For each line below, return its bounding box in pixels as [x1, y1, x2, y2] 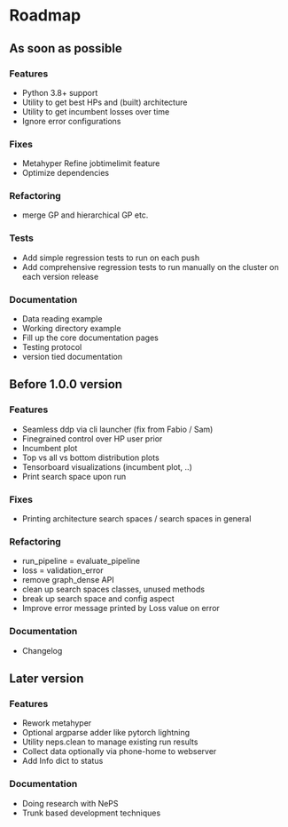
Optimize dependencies [21, 168, 110, 179]
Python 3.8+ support [21, 87, 98, 98]
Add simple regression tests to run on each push [21, 252, 200, 263]
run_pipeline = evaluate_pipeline [21, 556, 140, 567]
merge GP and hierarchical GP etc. [21, 210, 149, 220]
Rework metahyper [21, 718, 92, 728]
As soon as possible [9, 41, 122, 56]
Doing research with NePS [21, 798, 119, 808]
